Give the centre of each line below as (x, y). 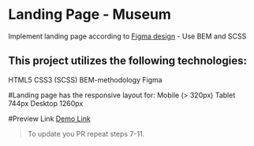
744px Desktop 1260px (46, 103)
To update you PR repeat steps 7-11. (86, 133)
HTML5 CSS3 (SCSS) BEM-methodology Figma (86, 79)
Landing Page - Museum (90, 15)
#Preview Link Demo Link (49, 119)
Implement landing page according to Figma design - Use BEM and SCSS (127, 36)
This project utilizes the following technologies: (127, 61)
